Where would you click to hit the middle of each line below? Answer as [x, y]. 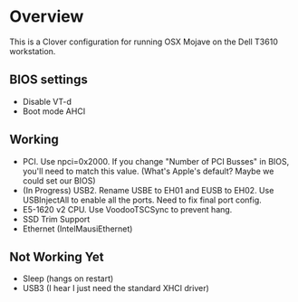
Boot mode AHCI [54, 111]
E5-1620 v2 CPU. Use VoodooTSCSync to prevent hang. [127, 209]
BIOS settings [48, 80]
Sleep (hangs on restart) [68, 278]
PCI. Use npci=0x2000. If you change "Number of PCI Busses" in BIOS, [156, 161]
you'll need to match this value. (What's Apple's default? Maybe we [148, 171]
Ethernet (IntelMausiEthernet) [77, 229]
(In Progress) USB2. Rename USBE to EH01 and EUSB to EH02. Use [148, 190]
